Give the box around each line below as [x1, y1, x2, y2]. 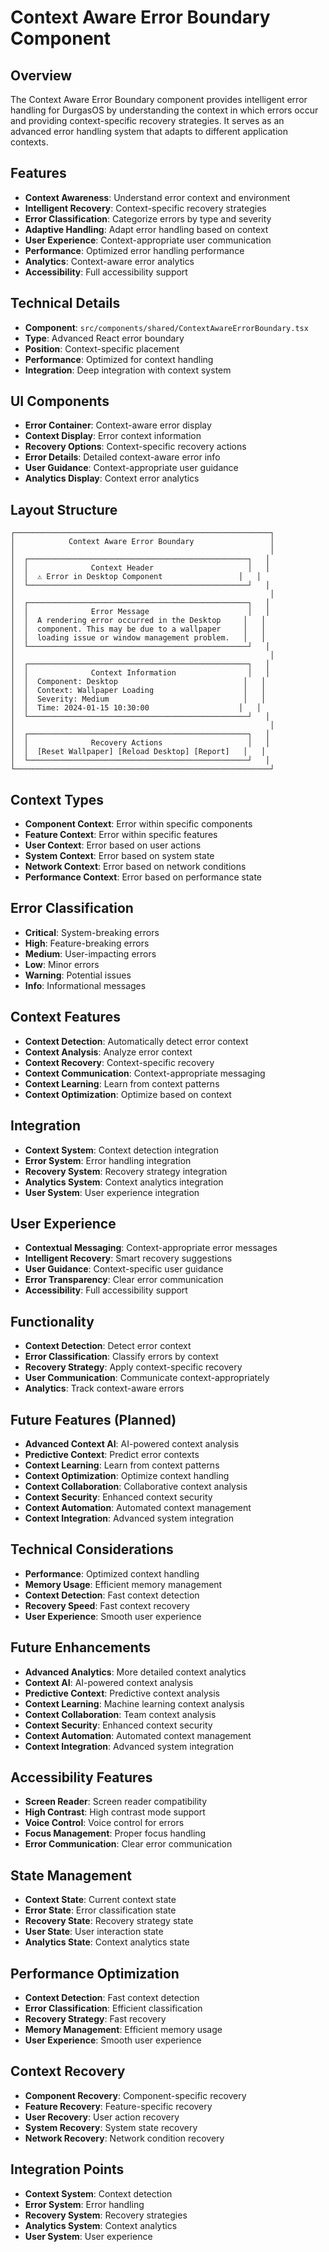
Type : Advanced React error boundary [24, 332, 185, 344]
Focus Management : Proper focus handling [24, 1827, 207, 1840]
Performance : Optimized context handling [24, 1567, 200, 1580]
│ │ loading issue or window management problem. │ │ [10, 633, 267, 643]
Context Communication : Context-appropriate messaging [24, 1067, 266, 1079]
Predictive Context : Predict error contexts [24, 1448, 200, 1460]
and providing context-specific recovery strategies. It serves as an [10, 115, 285, 126]
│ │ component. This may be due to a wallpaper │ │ [10, 624, 267, 635]
